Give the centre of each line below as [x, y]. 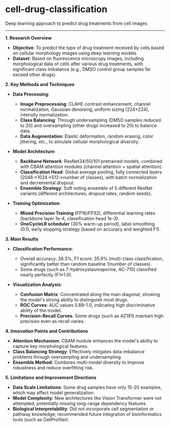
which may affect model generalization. [54, 393]
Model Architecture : [34, 151]
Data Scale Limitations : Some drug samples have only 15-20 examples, [87, 387]
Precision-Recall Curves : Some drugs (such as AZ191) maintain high [92, 316]
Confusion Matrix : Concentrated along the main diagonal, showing [90, 294]
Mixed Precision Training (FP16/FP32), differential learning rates [88, 213]
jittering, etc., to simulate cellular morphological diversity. [80, 141]
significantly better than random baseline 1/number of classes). [86, 264]
